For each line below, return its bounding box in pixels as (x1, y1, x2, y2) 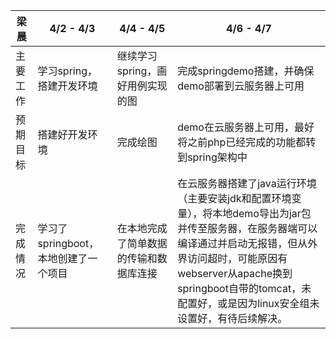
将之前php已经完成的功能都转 (177, 135, 317, 149)
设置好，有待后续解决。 (177, 312, 288, 325)
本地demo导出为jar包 (212, 207, 312, 220)
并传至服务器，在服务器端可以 (177, 222, 318, 235)
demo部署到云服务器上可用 (177, 79, 305, 93)
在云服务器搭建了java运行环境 (177, 177, 317, 190)
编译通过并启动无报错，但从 (177, 237, 308, 250)
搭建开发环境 (37, 79, 98, 93)
